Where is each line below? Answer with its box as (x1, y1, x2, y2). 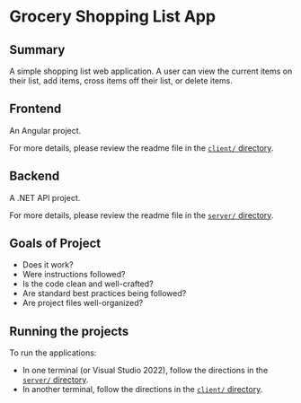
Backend (9, 169, 60, 184)
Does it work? (22, 259, 74, 270)
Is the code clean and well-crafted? (22, 278, 155, 289)
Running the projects (9, 323, 129, 338)
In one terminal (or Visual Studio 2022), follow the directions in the (22, 365, 269, 376)
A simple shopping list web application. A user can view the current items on (9, 66, 293, 76)
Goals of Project (9, 236, 102, 251)
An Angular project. (9, 125, 82, 136)
